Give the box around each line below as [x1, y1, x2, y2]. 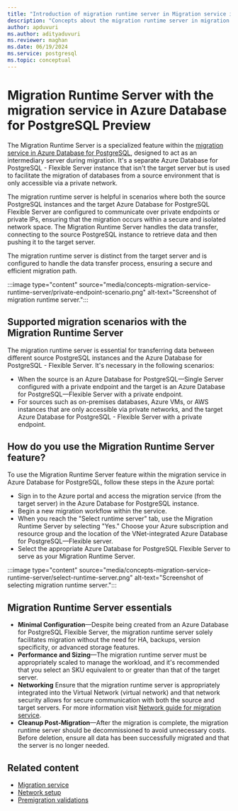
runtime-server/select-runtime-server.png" [7, 573, 133, 582]
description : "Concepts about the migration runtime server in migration [7, 17, 230, 24]
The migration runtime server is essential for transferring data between [7, 346, 215, 354]
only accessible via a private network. [7, 178, 118, 187]
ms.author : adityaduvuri [7, 30, 81, 38]
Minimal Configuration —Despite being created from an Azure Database [17, 621, 229, 629]
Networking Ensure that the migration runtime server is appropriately [17, 681, 220, 690]
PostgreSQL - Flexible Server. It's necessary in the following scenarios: [7, 361, 215, 369]
